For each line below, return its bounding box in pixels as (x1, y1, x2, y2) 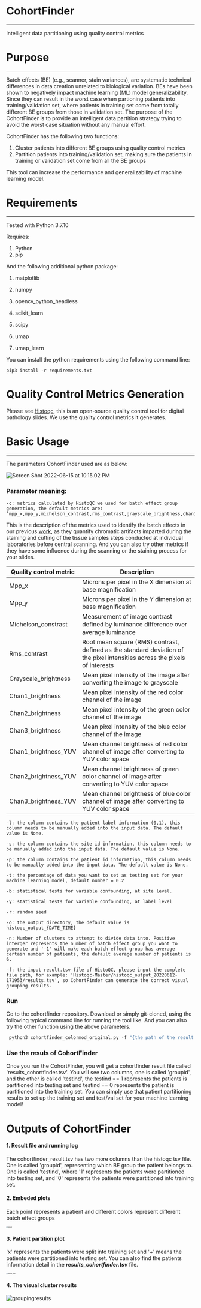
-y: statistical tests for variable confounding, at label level (6, 898, 172, 904)
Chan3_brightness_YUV (9, 797, 77, 805)
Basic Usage (6, 434, 69, 448)
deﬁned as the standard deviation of (81, 646, 184, 654)
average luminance (81, 628, 136, 636)
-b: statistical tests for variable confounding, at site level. (6, 888, 172, 894)
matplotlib (14, 274, 40, 282)
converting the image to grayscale (81, 678, 178, 686)
